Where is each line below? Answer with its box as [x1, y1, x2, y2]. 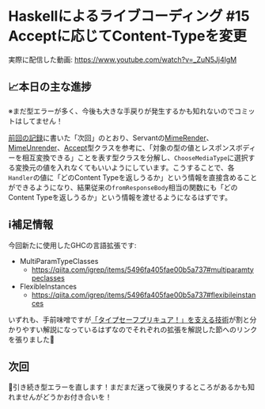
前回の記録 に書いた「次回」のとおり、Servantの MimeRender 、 [8, 132, 214, 143]
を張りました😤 [8, 334, 55, 344]
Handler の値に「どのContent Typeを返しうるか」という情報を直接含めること [8, 172, 258, 182]
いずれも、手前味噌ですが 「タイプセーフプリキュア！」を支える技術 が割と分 [8, 315, 257, 324]
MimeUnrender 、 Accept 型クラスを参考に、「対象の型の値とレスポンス [8, 143, 236, 152]
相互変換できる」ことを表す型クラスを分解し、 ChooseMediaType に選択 [21, 152, 248, 162]
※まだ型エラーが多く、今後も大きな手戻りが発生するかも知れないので [8, 106, 235, 116]
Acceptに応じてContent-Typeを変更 [8, 27, 248, 45]
